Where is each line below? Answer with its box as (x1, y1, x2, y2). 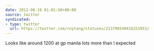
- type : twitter (5, 21, 40, 27)
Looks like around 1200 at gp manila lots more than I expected (5, 40, 136, 46)
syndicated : (5, 17, 31, 22)
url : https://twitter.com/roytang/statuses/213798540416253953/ (10, 26, 149, 31)
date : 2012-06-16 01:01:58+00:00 (5, 7, 76, 13)
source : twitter (5, 12, 40, 17)
